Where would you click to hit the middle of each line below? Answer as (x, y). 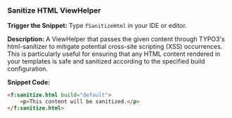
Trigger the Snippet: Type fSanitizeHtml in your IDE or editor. (97, 26)
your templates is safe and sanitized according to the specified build (106, 61)
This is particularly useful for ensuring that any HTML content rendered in (114, 54)
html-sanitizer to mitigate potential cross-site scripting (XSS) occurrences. (115, 47)
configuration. (27, 69)
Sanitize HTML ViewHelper (54, 10)
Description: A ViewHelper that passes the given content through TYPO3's (116, 39)
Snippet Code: (29, 82)
